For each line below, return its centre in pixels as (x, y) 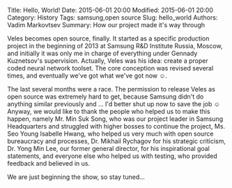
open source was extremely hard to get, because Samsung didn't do (106, 96)
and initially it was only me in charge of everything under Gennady (102, 53)
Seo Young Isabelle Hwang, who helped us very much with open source (110, 133)
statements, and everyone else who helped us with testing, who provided (112, 156)
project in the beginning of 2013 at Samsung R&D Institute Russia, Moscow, (115, 46)
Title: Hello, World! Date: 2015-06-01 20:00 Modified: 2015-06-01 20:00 (110, 10)
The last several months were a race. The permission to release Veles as (111, 89)
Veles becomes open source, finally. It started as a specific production (108, 38)
